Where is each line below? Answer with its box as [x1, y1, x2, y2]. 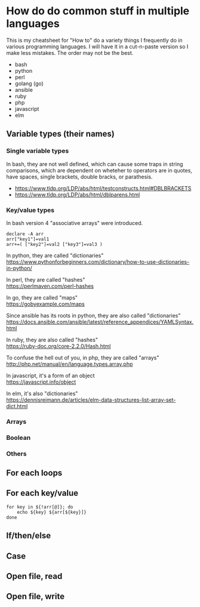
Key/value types [6, 206, 55, 214]
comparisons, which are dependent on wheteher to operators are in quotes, [6, 167, 193, 174]
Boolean [6, 433, 31, 442]
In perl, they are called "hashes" [6, 276, 85, 283]
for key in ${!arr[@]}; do [6, 504, 73, 510]
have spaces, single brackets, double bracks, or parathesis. [6, 173, 153, 180]
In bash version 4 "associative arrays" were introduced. [6, 219, 143, 226]
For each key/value [6, 488, 79, 498]
